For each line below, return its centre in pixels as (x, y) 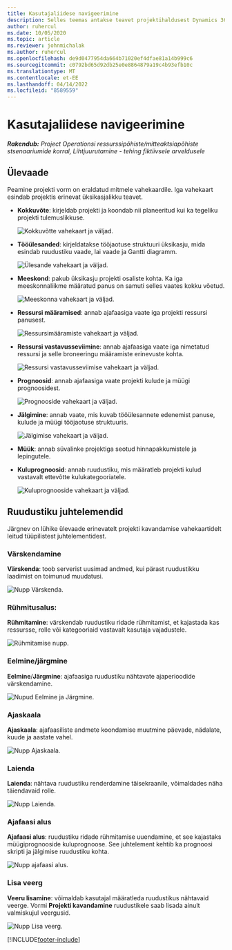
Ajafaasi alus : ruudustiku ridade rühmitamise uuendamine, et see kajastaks (114, 837)
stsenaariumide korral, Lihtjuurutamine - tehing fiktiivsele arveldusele (106, 151)
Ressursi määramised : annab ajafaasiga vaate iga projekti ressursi (112, 312)
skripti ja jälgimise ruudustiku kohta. (58, 852)
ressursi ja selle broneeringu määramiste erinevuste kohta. (100, 353)
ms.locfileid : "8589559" (43, 90)
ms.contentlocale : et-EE (43, 78)
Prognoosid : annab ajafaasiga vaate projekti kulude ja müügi (104, 380)
